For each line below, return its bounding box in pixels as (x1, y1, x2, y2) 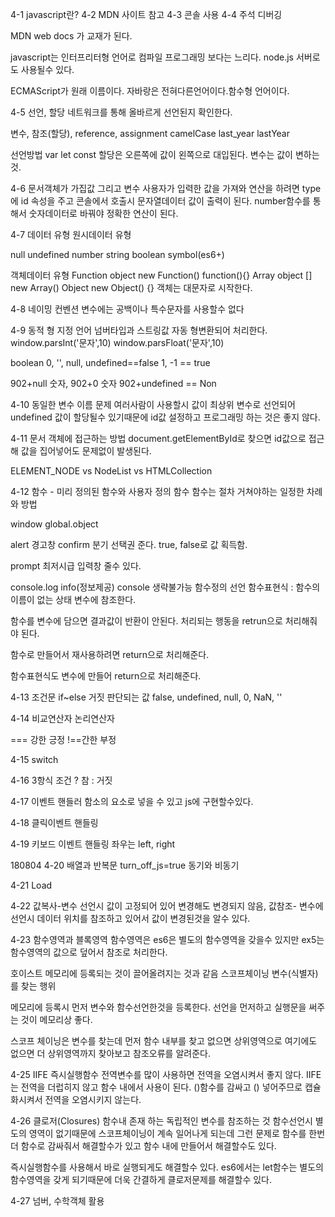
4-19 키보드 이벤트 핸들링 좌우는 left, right (10, 838, 176, 850)
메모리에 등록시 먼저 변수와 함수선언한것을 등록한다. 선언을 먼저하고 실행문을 (10, 1001, 307, 1013)
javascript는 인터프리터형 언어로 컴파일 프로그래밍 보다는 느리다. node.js (10, 51, 294, 63)
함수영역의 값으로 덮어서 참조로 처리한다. (10, 946, 168, 958)
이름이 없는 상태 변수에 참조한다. (10, 594, 137, 605)
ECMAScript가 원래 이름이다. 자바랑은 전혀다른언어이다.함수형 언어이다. (10, 85, 290, 97)
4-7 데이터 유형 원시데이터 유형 (10, 229, 132, 240)
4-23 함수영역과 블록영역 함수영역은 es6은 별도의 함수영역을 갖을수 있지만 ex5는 (10, 934, 325, 945)
